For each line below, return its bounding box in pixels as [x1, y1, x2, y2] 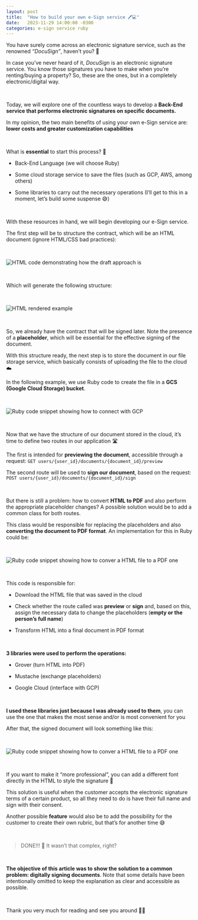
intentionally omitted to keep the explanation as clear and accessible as [6, 878, 180, 885]
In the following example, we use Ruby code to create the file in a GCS [6, 379, 177, 386]
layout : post [6, 8, 38, 15]
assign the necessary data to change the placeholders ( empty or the [14, 609, 183, 616]
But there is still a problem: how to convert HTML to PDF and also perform [6, 497, 186, 504]
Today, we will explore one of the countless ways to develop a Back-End [6, 101, 183, 108]
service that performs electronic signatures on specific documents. [6, 107, 176, 114]
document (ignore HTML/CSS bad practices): [6, 236, 116, 243]
